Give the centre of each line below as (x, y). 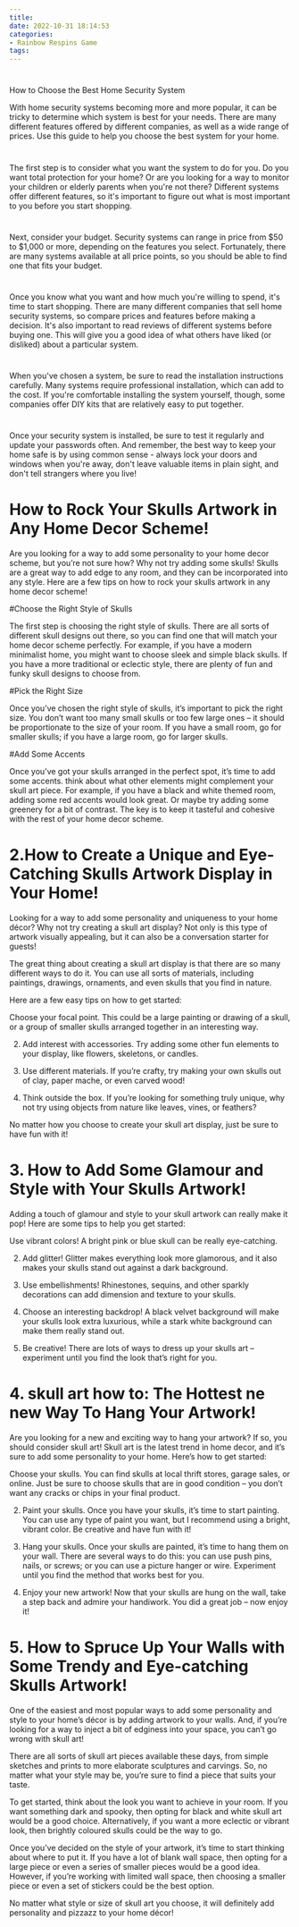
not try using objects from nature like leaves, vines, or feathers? (139, 1107)
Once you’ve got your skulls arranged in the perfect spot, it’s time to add (142, 772)
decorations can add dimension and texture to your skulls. (129, 1295)
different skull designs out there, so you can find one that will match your (144, 636)
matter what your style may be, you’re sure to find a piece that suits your (143, 1775)
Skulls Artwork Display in (177, 874)
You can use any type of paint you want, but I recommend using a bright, (156, 1520)
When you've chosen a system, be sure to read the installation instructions (146, 376)
